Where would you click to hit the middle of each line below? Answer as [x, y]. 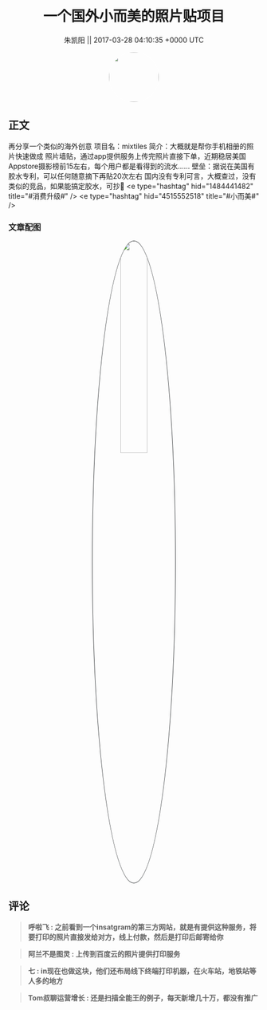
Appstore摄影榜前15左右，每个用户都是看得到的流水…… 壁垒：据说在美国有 [132, 166]
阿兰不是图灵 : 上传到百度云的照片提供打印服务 [104, 953]
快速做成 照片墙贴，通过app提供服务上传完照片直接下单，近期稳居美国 [130, 156]
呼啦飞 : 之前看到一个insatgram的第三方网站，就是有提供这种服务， [138, 927]
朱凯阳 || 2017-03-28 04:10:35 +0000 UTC [134, 40]
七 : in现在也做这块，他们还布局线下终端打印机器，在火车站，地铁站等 [142, 971]
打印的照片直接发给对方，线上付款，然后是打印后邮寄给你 [129, 937]
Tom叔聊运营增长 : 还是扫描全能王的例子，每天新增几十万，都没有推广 [143, 997]
